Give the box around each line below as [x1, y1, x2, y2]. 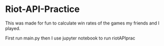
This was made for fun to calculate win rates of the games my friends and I [5, 20, 160, 26]
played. [5, 25, 20, 31]
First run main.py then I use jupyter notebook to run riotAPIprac [5, 35, 135, 41]
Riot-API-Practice [5, 3, 80, 15]
